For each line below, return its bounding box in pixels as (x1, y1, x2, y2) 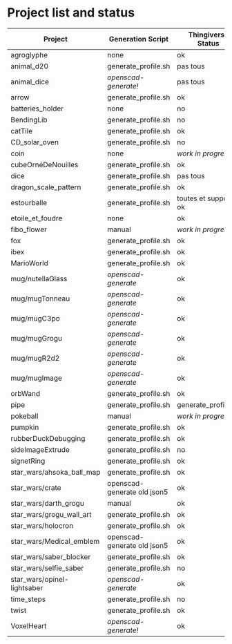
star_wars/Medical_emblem (10, 536, 100, 546)
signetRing (10, 456, 46, 466)
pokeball (10, 411, 39, 421)
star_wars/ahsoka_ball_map (10, 467, 101, 477)
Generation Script (108, 34, 169, 44)
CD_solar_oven (10, 137, 59, 146)
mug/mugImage (10, 373, 62, 383)
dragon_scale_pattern (10, 182, 81, 191)
